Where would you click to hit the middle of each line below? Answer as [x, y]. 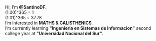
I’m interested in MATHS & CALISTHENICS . [49, 23]
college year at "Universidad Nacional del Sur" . [54, 33]
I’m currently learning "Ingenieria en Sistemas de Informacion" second [78, 28]
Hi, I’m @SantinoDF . [26, 7]
